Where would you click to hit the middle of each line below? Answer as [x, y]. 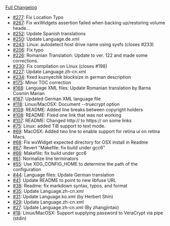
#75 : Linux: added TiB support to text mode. [59, 126]
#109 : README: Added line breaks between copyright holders [78, 110]
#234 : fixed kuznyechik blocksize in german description [72, 77]
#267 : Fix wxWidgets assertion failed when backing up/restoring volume [89, 23]
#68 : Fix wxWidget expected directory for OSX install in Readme [80, 142]
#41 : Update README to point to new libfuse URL [64, 180]
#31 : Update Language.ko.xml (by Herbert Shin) [63, 197]
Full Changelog [21, 7]
